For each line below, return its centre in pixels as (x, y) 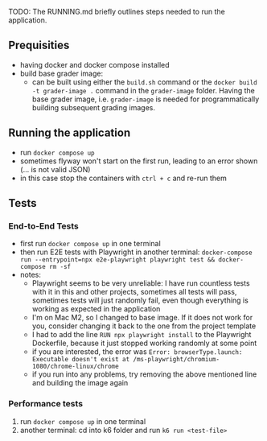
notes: (31, 275)
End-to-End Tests (43, 226)
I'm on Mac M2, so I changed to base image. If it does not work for (142, 318)
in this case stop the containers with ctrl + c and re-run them (123, 178)
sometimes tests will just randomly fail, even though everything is (140, 300)
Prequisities (39, 45)
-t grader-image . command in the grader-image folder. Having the (143, 90)
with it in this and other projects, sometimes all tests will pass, (134, 292)
